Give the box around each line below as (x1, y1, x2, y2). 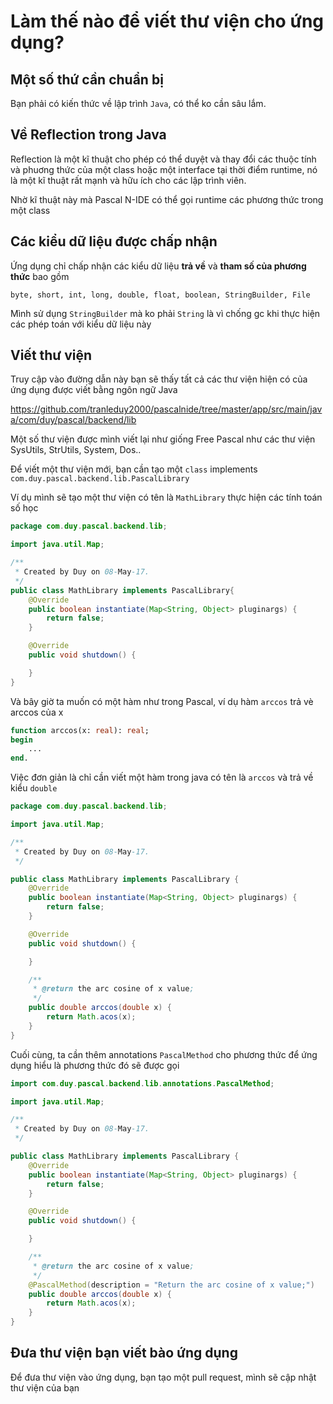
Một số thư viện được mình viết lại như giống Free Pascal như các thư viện (10, 433, 316, 445)
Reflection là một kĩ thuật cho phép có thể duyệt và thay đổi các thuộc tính (10, 153, 317, 165)
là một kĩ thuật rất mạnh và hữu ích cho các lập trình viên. (10, 174, 247, 186)
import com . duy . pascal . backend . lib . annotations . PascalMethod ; (10, 1078, 275, 1089)
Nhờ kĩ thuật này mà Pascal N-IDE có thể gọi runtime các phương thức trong (10, 193, 324, 205)
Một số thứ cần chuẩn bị (10, 71, 164, 88)
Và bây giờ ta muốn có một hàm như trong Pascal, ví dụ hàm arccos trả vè (10, 695, 314, 707)
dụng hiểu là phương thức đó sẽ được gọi (10, 1059, 180, 1071)
